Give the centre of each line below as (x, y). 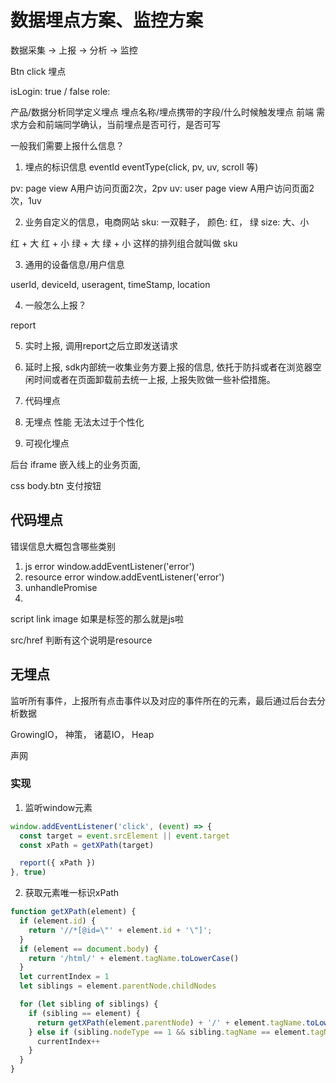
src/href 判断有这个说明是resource (81, 640)
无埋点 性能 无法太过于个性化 (84, 422)
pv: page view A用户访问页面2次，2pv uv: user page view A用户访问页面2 (162, 188)
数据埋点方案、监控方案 (107, 20)
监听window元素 (58, 807)
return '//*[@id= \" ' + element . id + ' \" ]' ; (120, 930)
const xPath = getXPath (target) (87, 845)
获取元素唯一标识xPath (72, 893)
